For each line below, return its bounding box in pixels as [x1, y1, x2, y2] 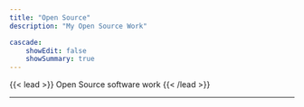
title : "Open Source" [9, 13, 91, 22]
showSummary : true [25, 55, 95, 64]
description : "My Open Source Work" [9, 22, 147, 31]
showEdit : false [25, 46, 88, 55]
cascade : [9, 38, 43, 47]
